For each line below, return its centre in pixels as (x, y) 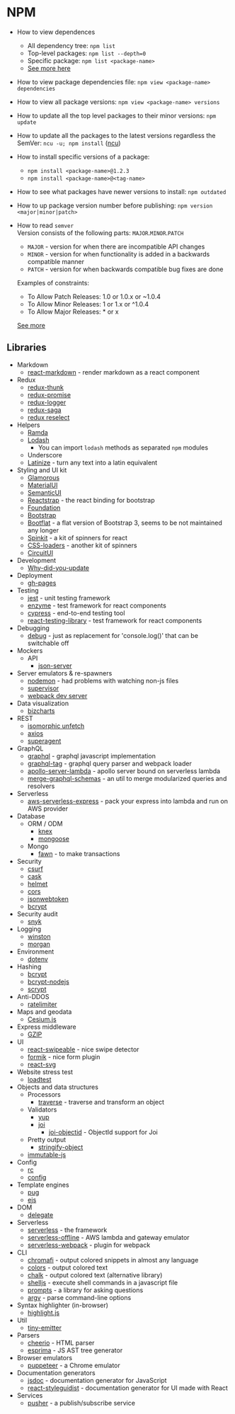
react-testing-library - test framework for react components (115, 620)
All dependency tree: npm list (71, 45)
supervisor (43, 688)
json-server (55, 666)
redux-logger (47, 402)
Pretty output (47, 1139)
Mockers (30, 650)
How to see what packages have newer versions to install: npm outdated (121, 191)
